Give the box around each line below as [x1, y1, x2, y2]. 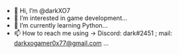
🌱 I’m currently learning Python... [13, 21, 108, 29]
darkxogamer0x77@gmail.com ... [13, 39, 109, 47]
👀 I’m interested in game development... [13, 14, 128, 22]
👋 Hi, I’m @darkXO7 [13, 7, 71, 15]
